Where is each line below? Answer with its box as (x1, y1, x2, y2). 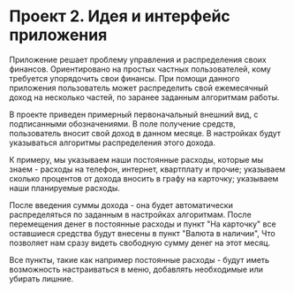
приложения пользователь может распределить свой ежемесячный (9, 82, 269, 93)
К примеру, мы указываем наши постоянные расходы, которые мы (9, 154, 264, 165)
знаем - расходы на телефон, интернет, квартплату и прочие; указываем (9, 164, 286, 174)
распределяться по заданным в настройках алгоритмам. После (9, 209, 252, 220)
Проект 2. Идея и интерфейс (9, 6, 231, 27)
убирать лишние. (9, 273, 74, 284)
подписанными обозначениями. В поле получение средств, (9, 118, 237, 129)
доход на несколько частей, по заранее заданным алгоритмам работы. (9, 91, 280, 103)
